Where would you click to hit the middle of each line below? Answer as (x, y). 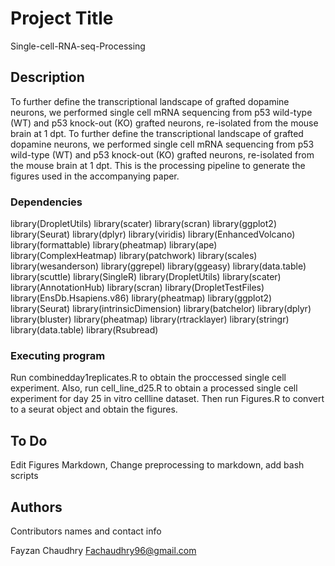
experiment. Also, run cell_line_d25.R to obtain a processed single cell (154, 388)
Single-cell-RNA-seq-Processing (78, 46)
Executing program (58, 355)
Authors (36, 507)
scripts (24, 476)
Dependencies (46, 202)
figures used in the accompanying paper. (95, 176)
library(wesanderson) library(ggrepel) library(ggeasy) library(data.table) (158, 266)
